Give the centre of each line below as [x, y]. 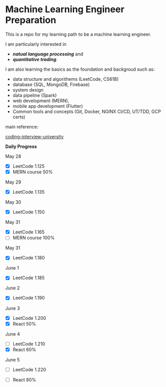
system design [28, 90]
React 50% [24, 323]
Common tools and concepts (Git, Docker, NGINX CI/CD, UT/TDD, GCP [87, 111]
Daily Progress [21, 146]
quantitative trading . [35, 59]
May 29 [13, 182]
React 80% [24, 379]
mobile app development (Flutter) [48, 106]
